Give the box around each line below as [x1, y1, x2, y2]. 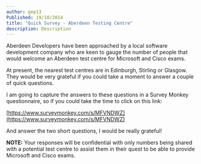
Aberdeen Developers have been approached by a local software [6, 42, 168, 49]
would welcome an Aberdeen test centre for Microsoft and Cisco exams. [6, 55, 186, 62]
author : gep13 [6, 8, 42, 15]
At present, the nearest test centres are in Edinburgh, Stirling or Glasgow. [6, 67, 188, 74]
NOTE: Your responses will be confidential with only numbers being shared [6, 139, 193, 147]
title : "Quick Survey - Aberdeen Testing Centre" [6, 20, 134, 26]
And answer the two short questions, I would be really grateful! [6, 127, 162, 134]
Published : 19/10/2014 [6, 14, 63, 20]
